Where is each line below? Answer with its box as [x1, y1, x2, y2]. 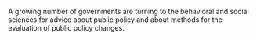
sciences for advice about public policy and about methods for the [8, 15, 223, 24]
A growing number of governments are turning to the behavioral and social [8, 7, 249, 16]
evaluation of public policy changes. [8, 24, 125, 32]
